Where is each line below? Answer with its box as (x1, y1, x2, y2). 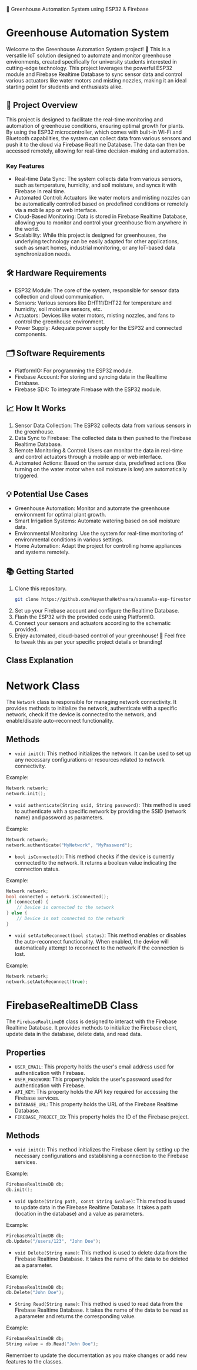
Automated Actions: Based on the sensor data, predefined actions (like (14, 459, 186, 466)
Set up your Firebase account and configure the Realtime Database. (14, 607, 179, 614)
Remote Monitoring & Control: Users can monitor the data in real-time (14, 447, 183, 454)
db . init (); (6, 1187, 33, 1193)
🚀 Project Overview (6, 100, 78, 110)
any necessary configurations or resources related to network (14, 756, 165, 763)
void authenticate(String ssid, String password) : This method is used (14, 801, 191, 808)
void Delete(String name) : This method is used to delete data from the (14, 1249, 187, 1256)
